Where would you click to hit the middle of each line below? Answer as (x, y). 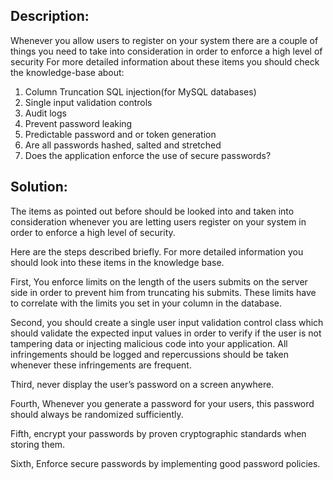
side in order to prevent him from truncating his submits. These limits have (163, 292)
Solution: (39, 187)
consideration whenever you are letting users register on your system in (158, 221)
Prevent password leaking (78, 123)
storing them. (38, 444)
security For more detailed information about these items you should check (165, 61)
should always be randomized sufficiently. (97, 414)
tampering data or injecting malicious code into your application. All (149, 343)
